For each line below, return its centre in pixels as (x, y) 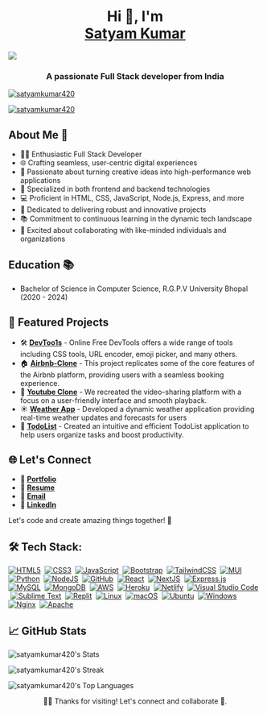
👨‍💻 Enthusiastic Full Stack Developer (81, 154)
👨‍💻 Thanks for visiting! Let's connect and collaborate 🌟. (135, 701)
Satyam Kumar (135, 33)
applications (40, 181)
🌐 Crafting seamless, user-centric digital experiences (109, 163)
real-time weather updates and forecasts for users (103, 417)
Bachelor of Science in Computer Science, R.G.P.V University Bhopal (134, 289)
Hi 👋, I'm (135, 17)
